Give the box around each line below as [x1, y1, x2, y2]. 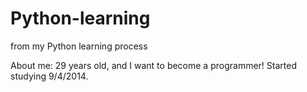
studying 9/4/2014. [10, 70, 89, 82]
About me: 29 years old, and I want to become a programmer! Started [10, 59, 297, 71]
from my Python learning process [10, 40, 148, 52]
